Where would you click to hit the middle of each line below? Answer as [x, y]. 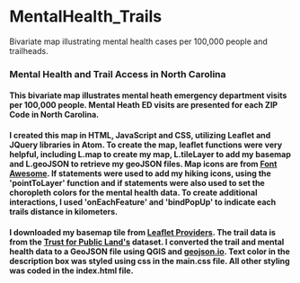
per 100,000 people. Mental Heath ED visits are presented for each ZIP [144, 105]
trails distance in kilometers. [64, 212]
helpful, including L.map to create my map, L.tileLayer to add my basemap [150, 155]
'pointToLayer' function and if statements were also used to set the [137, 183]
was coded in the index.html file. [71, 270]
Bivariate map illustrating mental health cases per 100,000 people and [138, 41]
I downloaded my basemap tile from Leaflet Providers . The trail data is [143, 232]
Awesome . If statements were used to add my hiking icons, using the [140, 173]
